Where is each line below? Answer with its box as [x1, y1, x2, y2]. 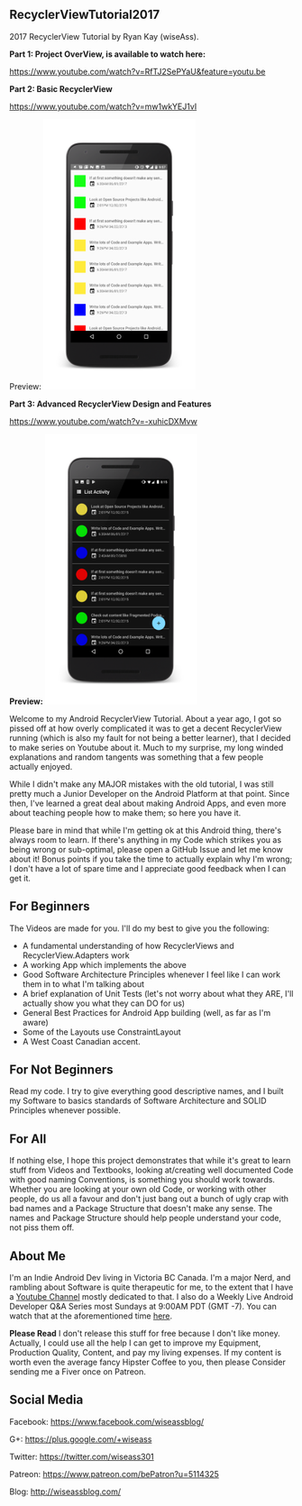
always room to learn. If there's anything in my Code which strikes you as [9, 834, 282, 845]
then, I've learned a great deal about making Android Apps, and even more [9, 798, 287, 808]
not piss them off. [9, 1222, 75, 1233]
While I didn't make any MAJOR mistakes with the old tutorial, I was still [9, 779, 274, 790]
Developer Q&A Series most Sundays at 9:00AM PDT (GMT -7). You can [9, 1301, 277, 1312]
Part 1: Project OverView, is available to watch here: [9, 49, 206, 59]
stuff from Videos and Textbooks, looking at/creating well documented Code [9, 1164, 294, 1175]
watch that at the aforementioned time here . [9, 1310, 173, 1321]
